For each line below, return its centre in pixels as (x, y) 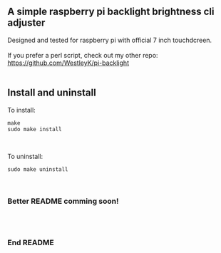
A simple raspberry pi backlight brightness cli (111, 12)
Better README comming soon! (63, 201)
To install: (21, 110)
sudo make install (35, 129)
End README (31, 242)
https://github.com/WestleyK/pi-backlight (68, 63)
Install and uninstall (52, 93)
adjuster (26, 23)
